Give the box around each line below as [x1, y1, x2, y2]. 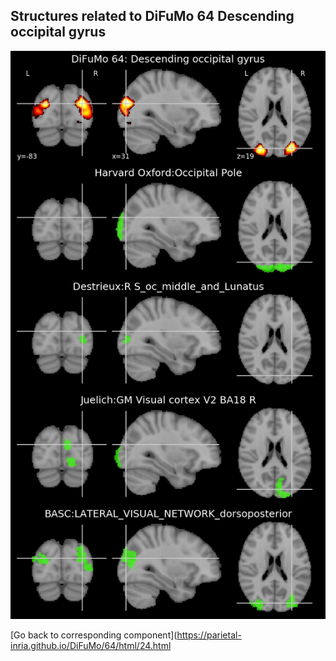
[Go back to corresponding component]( [10, 629, 178, 641]
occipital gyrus [10, 24, 107, 41]
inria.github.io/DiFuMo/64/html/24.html [10, 640, 172, 652]
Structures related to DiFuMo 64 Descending [10, 8, 295, 25]
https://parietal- [176, 629, 242, 641]
